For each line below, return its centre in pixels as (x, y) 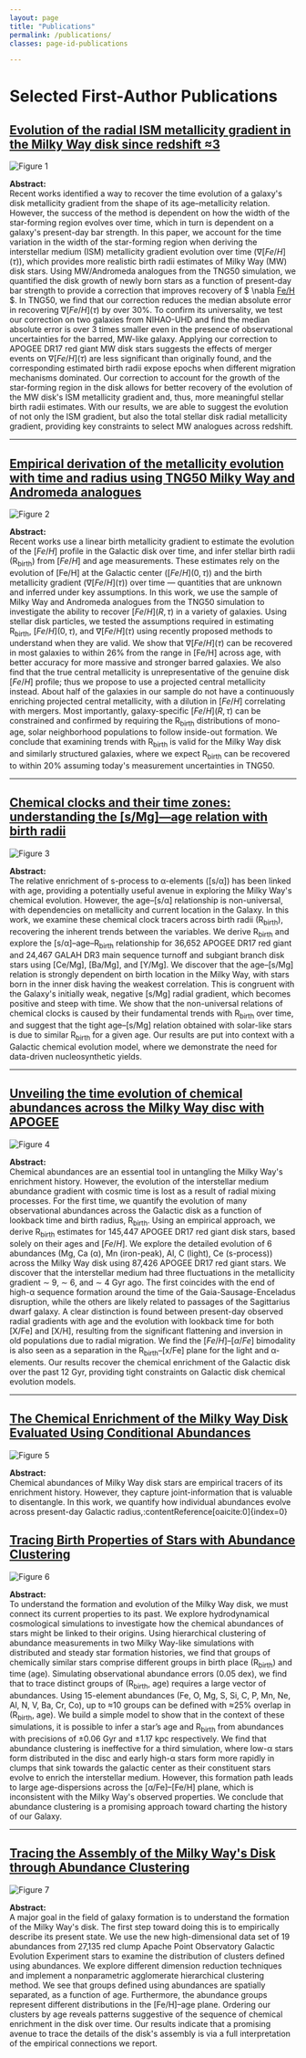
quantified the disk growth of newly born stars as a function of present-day (150, 281)
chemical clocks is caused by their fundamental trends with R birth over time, (152, 1014)
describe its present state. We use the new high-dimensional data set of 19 (149, 1937)
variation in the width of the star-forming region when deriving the (133, 242)
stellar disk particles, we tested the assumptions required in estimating (142, 621)
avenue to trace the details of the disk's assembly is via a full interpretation (150, 2033)
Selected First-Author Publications (143, 96)
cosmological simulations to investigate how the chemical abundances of (147, 1623)
